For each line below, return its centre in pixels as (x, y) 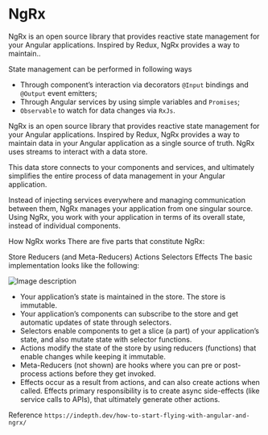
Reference (25, 415)
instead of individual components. (64, 226)
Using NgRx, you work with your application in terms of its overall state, (127, 217)
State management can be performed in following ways (100, 68)
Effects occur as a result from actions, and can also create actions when (140, 382)
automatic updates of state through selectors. (95, 322)
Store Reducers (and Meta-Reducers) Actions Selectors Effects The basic (130, 257)
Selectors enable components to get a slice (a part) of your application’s (140, 330)
